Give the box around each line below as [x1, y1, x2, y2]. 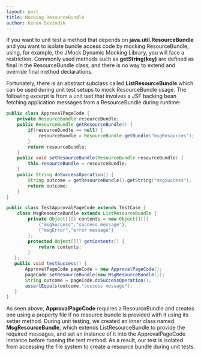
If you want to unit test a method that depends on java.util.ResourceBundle [6, 37, 194, 44]
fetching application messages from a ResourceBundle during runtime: [6, 99, 181, 106]
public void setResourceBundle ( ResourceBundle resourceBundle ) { [17, 155, 184, 161]
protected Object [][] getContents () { [28, 238, 125, 245]
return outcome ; [28, 183, 68, 189]
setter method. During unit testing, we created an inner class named [6, 318, 175, 325]
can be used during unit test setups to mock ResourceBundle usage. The [6, 86, 187, 93]
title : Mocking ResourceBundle [6, 14, 85, 20]
